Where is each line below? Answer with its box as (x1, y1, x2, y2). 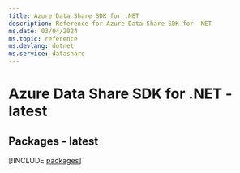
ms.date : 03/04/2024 (8, 27, 79, 35)
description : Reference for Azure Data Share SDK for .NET (8, 19, 212, 28)
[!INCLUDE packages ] (8, 156, 82, 165)
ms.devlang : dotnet (8, 42, 75, 50)
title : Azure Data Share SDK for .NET (8, 11, 139, 20)
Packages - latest (8, 134, 99, 148)
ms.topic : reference (8, 34, 79, 43)
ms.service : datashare (8, 50, 85, 58)
